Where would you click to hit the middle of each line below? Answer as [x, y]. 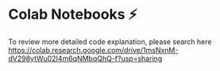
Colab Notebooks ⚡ [73, 15]
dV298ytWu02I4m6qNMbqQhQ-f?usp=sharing [85, 58]
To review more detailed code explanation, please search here [110, 41]
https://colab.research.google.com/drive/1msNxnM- [93, 50]
